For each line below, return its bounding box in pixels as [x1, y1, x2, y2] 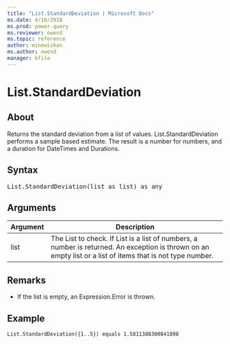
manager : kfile [7, 55, 51, 62]
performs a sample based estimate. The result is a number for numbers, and [7, 137, 222, 145]
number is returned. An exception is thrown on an [51, 242, 210, 252]
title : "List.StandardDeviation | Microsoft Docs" [7, 10, 155, 17]
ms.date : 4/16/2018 [7, 16, 63, 23]
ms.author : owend [7, 49, 57, 56]
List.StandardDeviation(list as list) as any [7, 183, 163, 190]
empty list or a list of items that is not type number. [51, 251, 214, 261]
